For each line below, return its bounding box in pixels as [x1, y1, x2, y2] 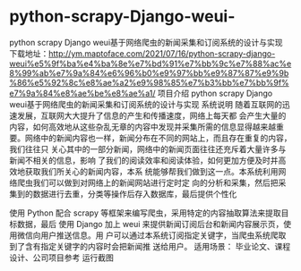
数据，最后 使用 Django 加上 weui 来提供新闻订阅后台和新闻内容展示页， [16, 218, 284, 229]
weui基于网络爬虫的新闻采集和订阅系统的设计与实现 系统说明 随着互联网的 [9, 98, 282, 109]
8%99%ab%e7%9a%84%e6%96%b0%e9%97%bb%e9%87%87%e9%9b [9, 67, 289, 78]
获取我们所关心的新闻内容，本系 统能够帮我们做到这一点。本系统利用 [24, 165, 279, 176]
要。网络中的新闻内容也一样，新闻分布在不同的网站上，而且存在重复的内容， [9, 132, 292, 143]
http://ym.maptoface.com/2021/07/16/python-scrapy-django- [48, 47, 276, 59]
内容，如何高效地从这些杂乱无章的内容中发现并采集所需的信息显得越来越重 [9, 121, 284, 131]
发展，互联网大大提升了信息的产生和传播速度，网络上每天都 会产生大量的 [16, 110, 287, 121]
